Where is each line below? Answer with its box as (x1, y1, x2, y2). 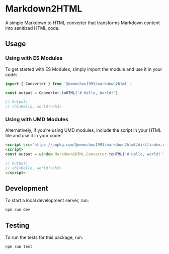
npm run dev (5, 207, 30, 212)
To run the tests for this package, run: (5, 234, 83, 240)
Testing (5, 221, 30, 229)
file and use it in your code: (5, 133, 62, 139)
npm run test (5, 244, 33, 249)
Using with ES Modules (5, 55, 63, 62)
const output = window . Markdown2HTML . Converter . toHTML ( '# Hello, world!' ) (5, 152, 165, 157)
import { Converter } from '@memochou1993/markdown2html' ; (5, 81, 132, 86)
